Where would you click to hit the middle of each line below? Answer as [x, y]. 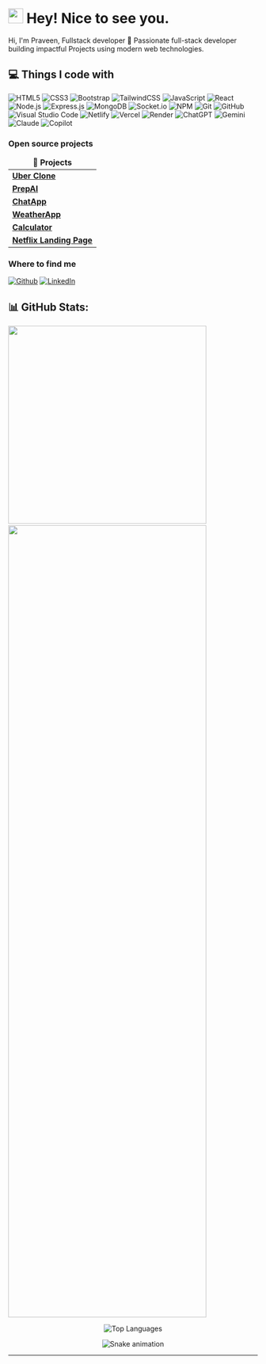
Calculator [32, 227]
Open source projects [51, 143]
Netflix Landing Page [52, 240]
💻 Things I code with [61, 75]
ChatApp [30, 202]
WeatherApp [37, 215]
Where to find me [42, 264]
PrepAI [25, 189]
